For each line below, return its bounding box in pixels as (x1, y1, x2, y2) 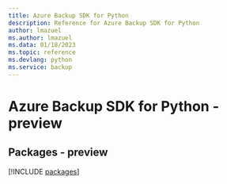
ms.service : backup (8, 63, 73, 71)
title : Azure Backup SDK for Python (8, 11, 129, 20)
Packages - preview (8, 146, 108, 159)
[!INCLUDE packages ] (8, 167, 80, 176)
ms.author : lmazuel (8, 33, 73, 42)
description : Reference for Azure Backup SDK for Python (8, 19, 200, 27)
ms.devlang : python (8, 56, 73, 64)
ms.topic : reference (8, 48, 77, 56)
